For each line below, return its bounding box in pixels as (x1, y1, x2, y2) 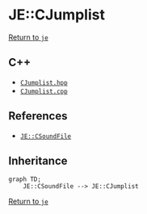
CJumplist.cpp (19, 87, 68, 95)
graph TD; (8, 175, 42, 183)
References (8, 109, 68, 123)
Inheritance (8, 153, 68, 167)
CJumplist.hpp (19, 78, 68, 86)
